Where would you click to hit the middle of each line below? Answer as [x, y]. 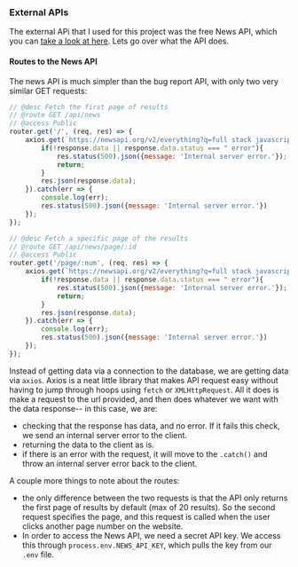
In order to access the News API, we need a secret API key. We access [151, 535]
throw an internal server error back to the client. [110, 463]
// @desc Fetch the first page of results [89, 107]
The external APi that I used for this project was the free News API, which [143, 32]
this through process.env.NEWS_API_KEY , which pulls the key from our [147, 545]
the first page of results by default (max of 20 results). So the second [149, 507]
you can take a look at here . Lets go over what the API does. [119, 41]
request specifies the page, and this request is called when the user [146, 516]
